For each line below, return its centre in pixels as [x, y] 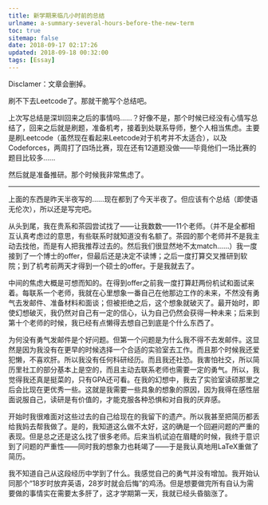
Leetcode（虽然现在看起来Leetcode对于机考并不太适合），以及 [124, 137]
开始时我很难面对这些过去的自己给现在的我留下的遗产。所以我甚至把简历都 [130, 416]
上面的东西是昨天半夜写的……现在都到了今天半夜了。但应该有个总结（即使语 [133, 199]
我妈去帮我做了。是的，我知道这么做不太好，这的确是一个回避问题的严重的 [137, 426]
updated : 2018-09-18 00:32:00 [59, 53]
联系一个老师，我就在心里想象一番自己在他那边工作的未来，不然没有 [141, 293]
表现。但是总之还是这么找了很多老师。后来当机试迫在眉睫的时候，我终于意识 [134, 436]
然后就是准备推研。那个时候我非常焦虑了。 [78, 174]
